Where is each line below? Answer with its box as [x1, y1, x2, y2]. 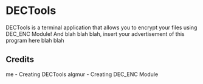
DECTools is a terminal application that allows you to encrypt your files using [5, 24, 198, 31]
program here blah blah [5, 37, 64, 44]
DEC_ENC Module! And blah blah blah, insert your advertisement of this [5, 30, 185, 37]
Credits [5, 54, 35, 65]
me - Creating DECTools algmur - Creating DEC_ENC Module [5, 71, 159, 78]
